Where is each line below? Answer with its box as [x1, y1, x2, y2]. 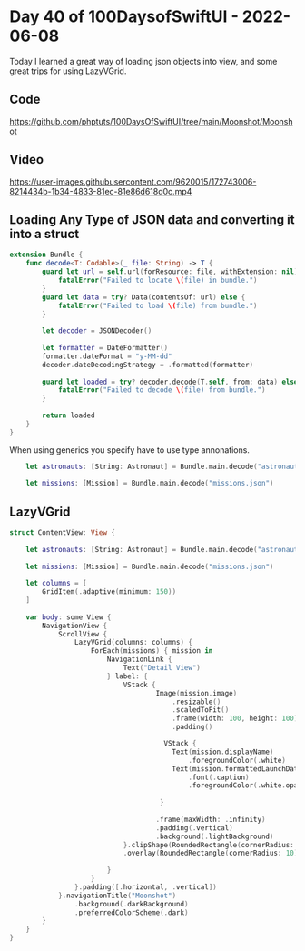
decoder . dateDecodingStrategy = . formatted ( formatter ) [42, 360, 254, 369]
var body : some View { [25, 612, 112, 622]
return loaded [42, 411, 95, 420]
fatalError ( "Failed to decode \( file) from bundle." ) [57, 385, 266, 395]
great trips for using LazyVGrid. [9, 65, 127, 76]
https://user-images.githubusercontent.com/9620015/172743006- [9, 175, 257, 187]
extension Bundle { [9, 250, 84, 260]
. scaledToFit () [172, 706, 230, 715]
